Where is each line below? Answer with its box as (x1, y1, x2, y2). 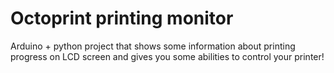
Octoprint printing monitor (10, 7, 234, 30)
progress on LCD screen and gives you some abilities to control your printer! (10, 50, 325, 62)
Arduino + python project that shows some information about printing (10, 40, 296, 52)
